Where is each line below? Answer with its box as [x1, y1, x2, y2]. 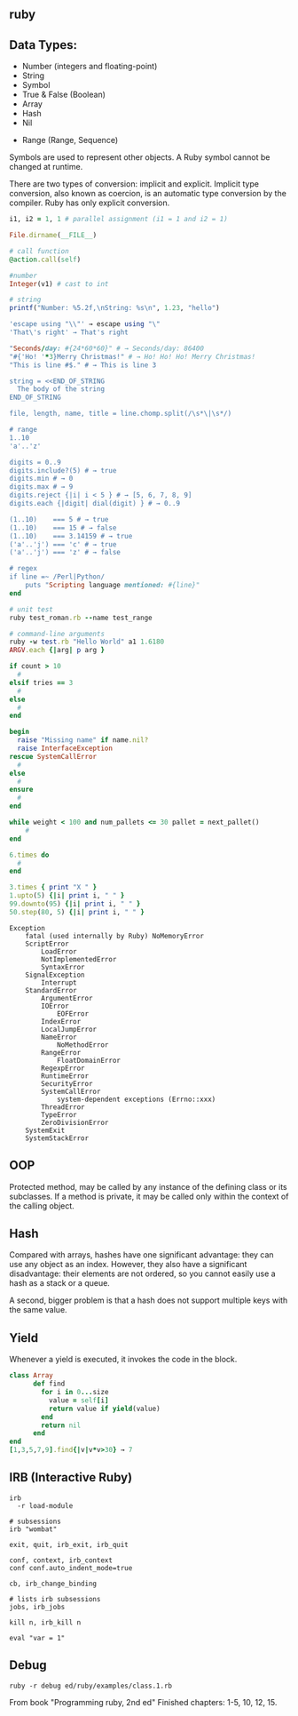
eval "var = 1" [9, 1633, 66, 1642]
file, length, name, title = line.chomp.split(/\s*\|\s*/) [9, 409, 232, 419]
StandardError [25, 986, 77, 994]
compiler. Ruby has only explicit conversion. [9, 197, 170, 208]
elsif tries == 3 [9, 678, 74, 687]
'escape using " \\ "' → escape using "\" [9, 320, 161, 329]
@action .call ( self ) [9, 255, 82, 264]
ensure [9, 786, 34, 794]
